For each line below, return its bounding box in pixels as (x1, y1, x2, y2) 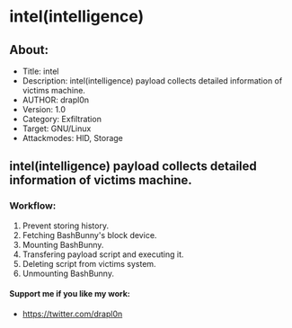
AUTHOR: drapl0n (22, 94, 90, 105)
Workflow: (9, 199, 57, 212)
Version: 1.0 (22, 104, 66, 114)
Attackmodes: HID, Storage (22, 133, 124, 143)
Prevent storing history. (22, 220, 110, 231)
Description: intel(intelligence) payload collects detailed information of (22, 75, 283, 86)
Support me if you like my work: (9, 288, 130, 299)
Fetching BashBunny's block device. (22, 229, 157, 240)
